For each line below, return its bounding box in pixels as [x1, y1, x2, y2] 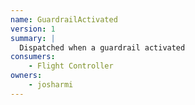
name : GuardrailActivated [10, 14, 118, 25]
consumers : [10, 52, 56, 62]
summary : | [10, 33, 56, 43]
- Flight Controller [28, 61, 114, 71]
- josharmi [28, 80, 74, 90]
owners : [10, 71, 43, 81]
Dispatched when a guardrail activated [19, 42, 186, 53]
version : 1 [10, 24, 56, 34]
